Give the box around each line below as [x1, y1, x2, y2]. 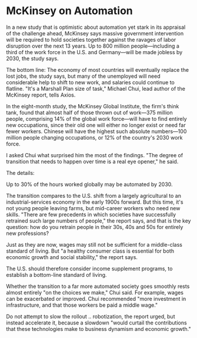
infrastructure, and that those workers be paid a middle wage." [6, 301, 158, 309]
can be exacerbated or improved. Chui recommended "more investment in [6, 295, 186, 302]
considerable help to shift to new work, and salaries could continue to [6, 78, 175, 86]
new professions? [6, 230, 49, 237]
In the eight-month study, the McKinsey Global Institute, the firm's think [6, 102, 179, 110]
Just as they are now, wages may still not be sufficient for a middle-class [6, 241, 182, 248]
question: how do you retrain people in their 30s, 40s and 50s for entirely [6, 223, 183, 230]
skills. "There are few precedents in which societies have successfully [6, 211, 176, 218]
